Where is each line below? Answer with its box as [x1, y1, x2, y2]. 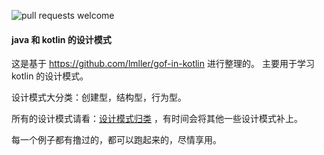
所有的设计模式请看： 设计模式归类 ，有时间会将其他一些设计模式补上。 [11, 113, 303, 125]
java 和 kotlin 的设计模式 [11, 33, 112, 45]
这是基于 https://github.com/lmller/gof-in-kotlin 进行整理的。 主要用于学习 [11, 58, 315, 70]
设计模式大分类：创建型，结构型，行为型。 [11, 91, 187, 104]
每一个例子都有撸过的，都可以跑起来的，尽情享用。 [11, 134, 222, 146]
